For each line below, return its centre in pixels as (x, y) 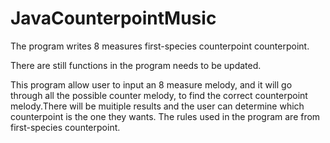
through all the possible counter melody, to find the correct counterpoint (159, 95)
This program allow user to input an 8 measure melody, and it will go (151, 84)
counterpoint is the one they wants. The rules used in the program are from (165, 116)
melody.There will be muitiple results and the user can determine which (157, 106)
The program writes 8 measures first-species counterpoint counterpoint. (160, 46)
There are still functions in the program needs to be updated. (136, 65)
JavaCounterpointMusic (113, 18)
